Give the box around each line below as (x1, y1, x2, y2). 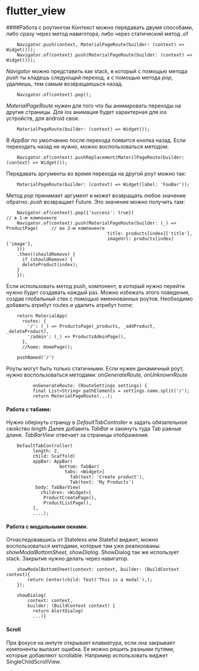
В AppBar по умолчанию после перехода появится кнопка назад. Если (6, 137, 186, 144)
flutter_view (6, 4, 66, 18)
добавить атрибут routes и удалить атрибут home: (6, 301, 134, 308)
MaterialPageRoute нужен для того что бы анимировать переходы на (6, 102, 181, 109)
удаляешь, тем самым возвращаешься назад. (6, 80, 124, 87)
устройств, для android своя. (6, 115, 80, 122)
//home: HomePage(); (21, 344, 73, 350)
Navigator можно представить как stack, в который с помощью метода (6, 67, 188, 75)
